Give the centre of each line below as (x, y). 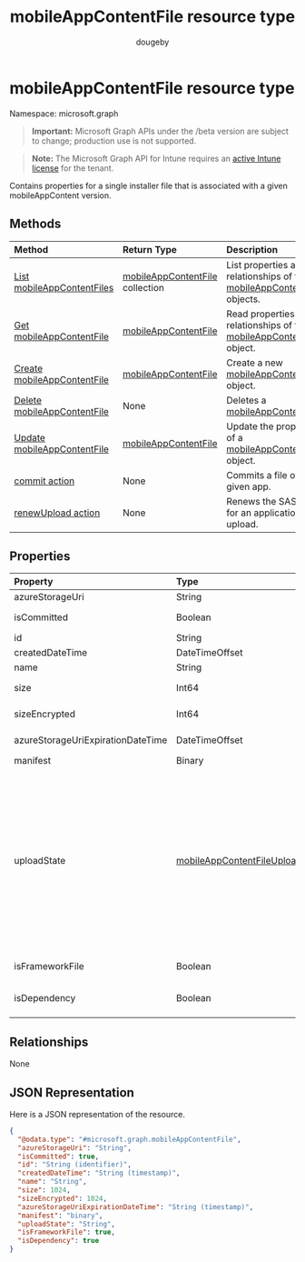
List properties (257, 265)
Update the (250, 426)
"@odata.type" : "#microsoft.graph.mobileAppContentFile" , (130, 1139)
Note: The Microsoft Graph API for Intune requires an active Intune (156, 158)
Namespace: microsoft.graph (64, 113)
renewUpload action (57, 513)
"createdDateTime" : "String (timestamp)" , (99, 1173)
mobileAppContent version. (60, 195)
